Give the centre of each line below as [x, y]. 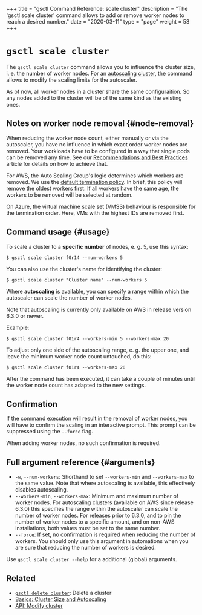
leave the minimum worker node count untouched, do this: [79, 356]
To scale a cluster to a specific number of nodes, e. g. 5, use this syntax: [97, 246]
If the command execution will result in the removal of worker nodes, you [97, 419]
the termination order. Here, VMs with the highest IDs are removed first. [95, 213]
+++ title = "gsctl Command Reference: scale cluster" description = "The [97, 9]
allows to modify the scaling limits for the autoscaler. [72, 80]
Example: [18, 327]
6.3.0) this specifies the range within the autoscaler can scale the [96, 509]
